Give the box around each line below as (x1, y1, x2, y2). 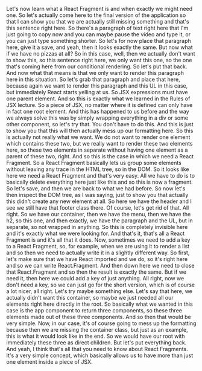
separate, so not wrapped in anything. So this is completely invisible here (6, 224, 188, 230)
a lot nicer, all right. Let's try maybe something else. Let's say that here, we (6, 288, 193, 295)
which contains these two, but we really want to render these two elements (6, 140, 193, 147)
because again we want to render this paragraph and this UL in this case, (6, 82, 188, 89)
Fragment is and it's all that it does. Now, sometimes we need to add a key (6, 236, 191, 244)
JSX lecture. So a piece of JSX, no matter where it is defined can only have (6, 102, 193, 108)
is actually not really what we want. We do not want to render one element (6, 134, 191, 141)
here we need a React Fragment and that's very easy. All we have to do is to (6, 172, 195, 179)
